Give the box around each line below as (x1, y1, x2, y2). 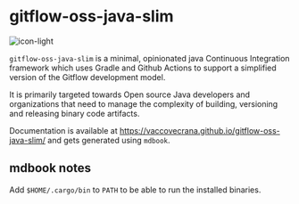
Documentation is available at (9, 125, 118, 135)
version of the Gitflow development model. (9, 71, 166, 82)
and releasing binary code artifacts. (9, 108, 140, 118)
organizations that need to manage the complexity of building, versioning (9, 98, 278, 109)
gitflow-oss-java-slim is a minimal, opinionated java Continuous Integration (9, 53, 290, 63)
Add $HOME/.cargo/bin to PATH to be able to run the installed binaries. (9, 184, 262, 195)
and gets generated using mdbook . (47, 135, 171, 145)
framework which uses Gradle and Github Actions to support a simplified (9, 62, 277, 73)
